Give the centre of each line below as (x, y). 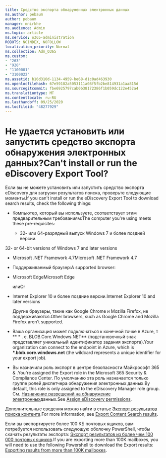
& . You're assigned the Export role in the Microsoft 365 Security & (80, 372)
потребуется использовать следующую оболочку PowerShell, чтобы (78, 429)
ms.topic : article (24, 33)
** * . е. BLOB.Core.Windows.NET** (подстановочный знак (74, 337)
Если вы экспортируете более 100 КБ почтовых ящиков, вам (69, 424)
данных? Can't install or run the (71, 163)
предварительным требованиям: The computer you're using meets (82, 218)
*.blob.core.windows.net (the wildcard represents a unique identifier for (86, 352)
